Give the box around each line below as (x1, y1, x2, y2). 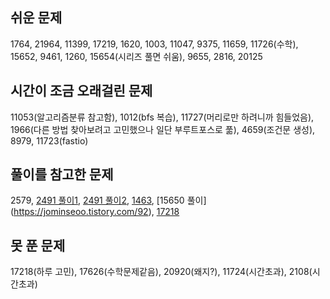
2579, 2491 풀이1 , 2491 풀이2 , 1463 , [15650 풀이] (10, 194, 207, 207)
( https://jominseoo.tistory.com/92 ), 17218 (10, 206, 180, 218)
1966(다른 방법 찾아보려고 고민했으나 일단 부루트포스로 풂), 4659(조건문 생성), (10, 123, 316, 135)
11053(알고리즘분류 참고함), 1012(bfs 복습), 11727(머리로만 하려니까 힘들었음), (10, 111, 315, 123)
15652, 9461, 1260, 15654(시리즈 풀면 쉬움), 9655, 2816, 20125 (10, 50, 263, 62)
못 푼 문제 (10, 237, 66, 254)
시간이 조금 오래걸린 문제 (10, 83, 153, 100)
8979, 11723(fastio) (10, 134, 89, 147)
